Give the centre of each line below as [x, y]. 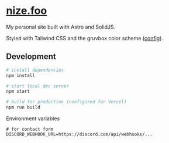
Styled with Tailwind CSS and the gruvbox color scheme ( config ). [85, 38]
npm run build [23, 107]
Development [31, 57]
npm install [20, 75]
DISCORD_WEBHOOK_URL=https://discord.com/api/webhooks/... [80, 134]
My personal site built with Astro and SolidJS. [61, 27]
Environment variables [33, 118]
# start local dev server [37, 86]
